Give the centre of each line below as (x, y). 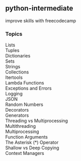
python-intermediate (39, 8)
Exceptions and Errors (29, 88)
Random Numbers (24, 104)
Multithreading (21, 126)
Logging (14, 94)
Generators (17, 115)
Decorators (17, 110)
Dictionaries (18, 56)
